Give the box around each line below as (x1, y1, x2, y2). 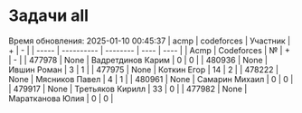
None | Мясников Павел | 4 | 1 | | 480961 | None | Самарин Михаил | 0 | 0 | (8, 73, 294, 84)
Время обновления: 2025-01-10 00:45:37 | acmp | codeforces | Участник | (8, 35, 291, 46)
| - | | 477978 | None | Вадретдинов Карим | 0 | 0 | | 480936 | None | (8, 54, 269, 65)
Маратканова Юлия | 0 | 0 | (8, 92, 114, 104)
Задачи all (8, 5, 90, 26)
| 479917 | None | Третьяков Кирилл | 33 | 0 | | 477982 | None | (8, 83, 248, 94)
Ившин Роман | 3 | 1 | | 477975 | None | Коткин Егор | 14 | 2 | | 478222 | (8, 64, 279, 75)
